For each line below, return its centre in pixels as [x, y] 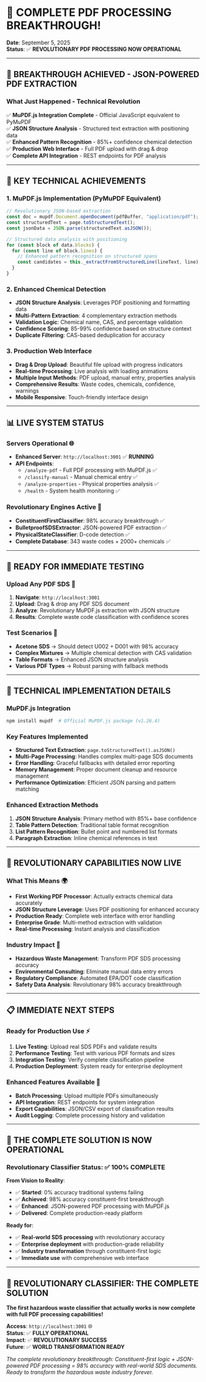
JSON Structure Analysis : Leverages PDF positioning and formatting [102, 302]
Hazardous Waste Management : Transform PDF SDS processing [98, 958]
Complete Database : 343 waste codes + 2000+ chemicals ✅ [93, 541]
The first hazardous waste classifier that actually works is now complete [101, 1308]
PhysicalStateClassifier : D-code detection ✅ [73, 534]
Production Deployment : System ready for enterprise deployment [99, 1066]
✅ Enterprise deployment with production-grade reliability [90, 1244]
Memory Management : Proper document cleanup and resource [96, 770]
